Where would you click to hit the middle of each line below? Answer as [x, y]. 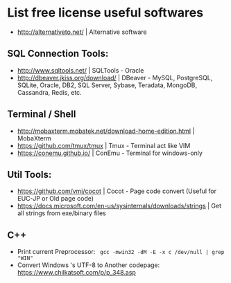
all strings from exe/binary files [61, 213]
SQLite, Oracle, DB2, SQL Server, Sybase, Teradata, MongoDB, [107, 85]
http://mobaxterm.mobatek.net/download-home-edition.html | [106, 131]
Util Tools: [29, 174]
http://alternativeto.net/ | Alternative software [82, 32]
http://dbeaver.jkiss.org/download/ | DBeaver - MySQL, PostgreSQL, [115, 77]
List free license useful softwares [105, 13]
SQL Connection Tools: [58, 54]
